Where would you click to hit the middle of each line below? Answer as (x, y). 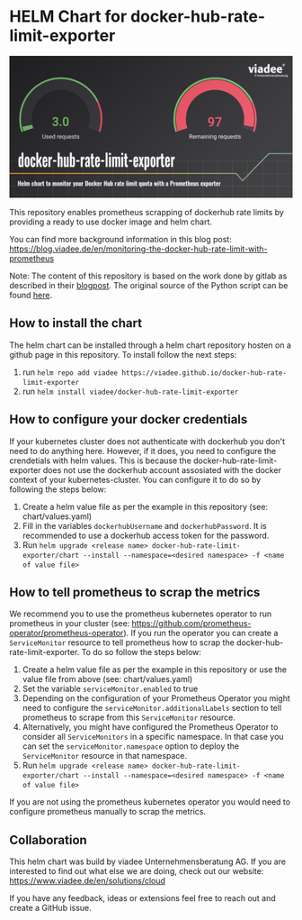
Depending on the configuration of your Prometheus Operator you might (156, 698)
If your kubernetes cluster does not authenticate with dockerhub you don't (147, 441)
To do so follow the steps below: (142, 652)
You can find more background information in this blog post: (120, 239)
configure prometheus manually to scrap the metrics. (108, 812)
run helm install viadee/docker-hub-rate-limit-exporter (130, 391)
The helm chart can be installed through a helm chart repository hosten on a (151, 345)
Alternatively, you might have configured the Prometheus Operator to (150, 727)
